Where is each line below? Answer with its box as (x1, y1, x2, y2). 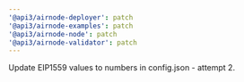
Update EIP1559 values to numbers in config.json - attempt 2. (8, 62, 235, 73)
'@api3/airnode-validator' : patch (8, 37, 138, 47)
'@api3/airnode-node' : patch (8, 29, 118, 38)
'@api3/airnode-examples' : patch (8, 21, 134, 30)
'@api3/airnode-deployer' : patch (8, 12, 134, 22)
